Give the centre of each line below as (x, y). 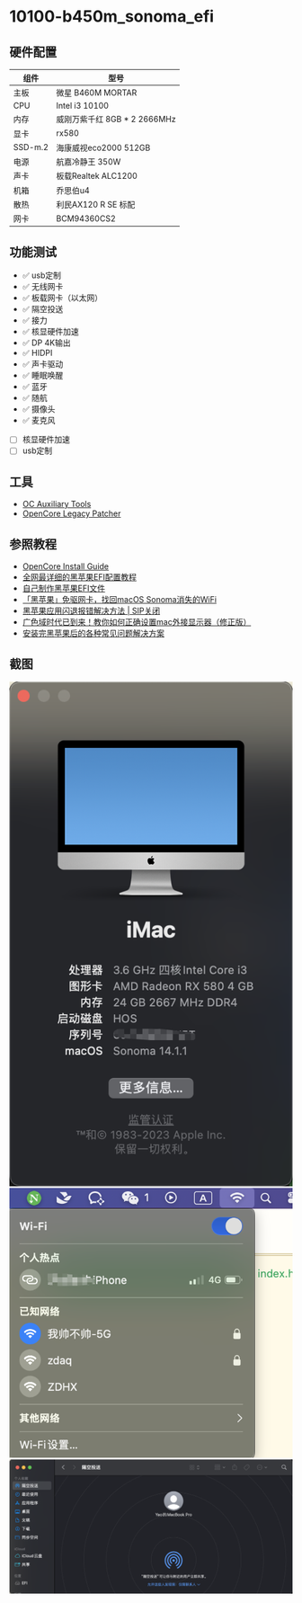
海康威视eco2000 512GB (103, 147)
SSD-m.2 (31, 147)
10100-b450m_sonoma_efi (111, 17)
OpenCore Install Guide (66, 566)
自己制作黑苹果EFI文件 (64, 588)
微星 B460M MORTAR (97, 93)
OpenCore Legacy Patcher (71, 513)
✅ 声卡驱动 (43, 364)
